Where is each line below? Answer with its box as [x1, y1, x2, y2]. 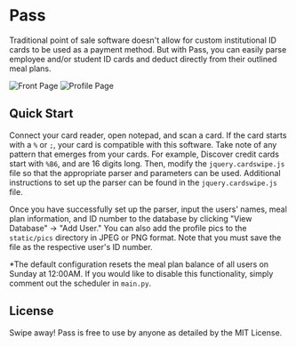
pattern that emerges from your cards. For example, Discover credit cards [9, 149, 280, 159]
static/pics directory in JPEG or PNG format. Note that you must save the [9, 232, 282, 243]
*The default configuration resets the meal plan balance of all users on [9, 259, 269, 270]
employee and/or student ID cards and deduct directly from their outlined [9, 53, 277, 64]
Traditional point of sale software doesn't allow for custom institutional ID [9, 35, 277, 45]
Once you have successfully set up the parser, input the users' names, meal [9, 204, 287, 214]
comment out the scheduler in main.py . [9, 278, 152, 288]
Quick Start [9, 106, 74, 121]
